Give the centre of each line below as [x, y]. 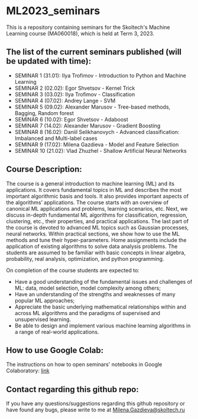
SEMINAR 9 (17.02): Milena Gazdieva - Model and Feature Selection [97, 144]
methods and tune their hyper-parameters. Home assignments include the [96, 240]
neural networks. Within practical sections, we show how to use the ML [93, 234]
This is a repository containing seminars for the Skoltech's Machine [88, 27]
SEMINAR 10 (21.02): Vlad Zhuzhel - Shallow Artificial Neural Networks [101, 150]
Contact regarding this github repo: [72, 389]
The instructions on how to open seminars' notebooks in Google [84, 365]
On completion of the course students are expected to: [73, 270]
